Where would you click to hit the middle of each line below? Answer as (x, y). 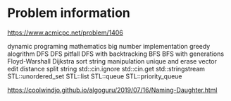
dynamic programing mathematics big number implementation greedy (109, 46)
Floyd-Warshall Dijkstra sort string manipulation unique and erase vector (112, 61)
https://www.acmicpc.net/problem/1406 (65, 32)
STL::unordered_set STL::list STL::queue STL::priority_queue (95, 76)
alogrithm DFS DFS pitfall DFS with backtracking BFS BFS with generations (115, 54)
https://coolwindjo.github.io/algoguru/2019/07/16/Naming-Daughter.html (112, 90)
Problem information (69, 13)
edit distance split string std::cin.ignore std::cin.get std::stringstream (106, 69)
